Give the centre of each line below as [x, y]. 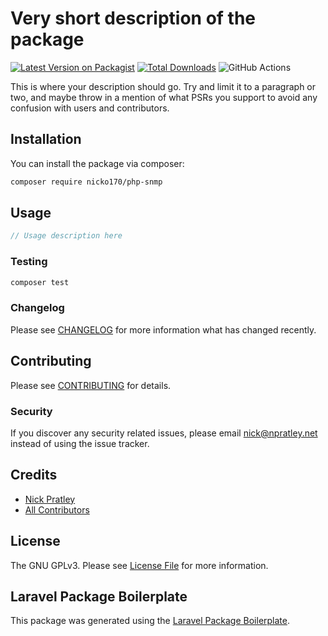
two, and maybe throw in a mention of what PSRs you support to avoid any [164, 97]
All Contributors [57, 509]
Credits [34, 475]
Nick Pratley [50, 499]
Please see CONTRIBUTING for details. [91, 385]
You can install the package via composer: [97, 163]
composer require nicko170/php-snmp [86, 182]
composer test [40, 282]
